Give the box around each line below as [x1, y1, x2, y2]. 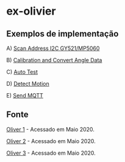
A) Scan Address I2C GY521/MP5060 [6, 44, 100, 52]
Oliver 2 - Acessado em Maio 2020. [6, 137, 96, 144]
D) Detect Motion [6, 80, 50, 87]
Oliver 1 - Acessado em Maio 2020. [6, 125, 95, 133]
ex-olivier [6, 4, 56, 18]
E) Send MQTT [6, 92, 44, 99]
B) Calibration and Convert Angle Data [6, 57, 102, 63]
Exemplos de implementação [6, 29, 119, 39]
